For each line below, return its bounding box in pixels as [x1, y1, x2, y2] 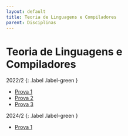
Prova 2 [14, 95, 34, 102]
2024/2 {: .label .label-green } [6, 112, 78, 120]
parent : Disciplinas [6, 19, 57, 25]
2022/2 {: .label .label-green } [6, 77, 78, 84]
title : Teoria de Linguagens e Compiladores [6, 14, 117, 20]
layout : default [6, 8, 46, 15]
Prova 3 [14, 101, 34, 108]
